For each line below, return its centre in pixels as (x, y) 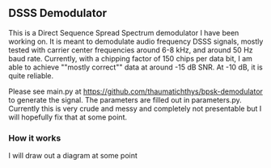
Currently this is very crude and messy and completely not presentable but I (135, 108)
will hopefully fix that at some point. (68, 117)
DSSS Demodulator (58, 13)
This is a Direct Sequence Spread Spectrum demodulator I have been (124, 32)
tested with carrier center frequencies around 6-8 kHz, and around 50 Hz (131, 50)
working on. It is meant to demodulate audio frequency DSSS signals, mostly (136, 41)
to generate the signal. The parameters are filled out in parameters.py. (125, 99)
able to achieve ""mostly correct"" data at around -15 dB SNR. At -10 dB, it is (135, 67)
